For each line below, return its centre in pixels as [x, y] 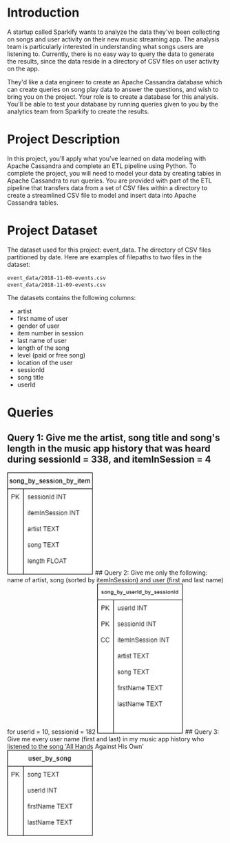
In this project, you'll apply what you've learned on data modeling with [107, 158]
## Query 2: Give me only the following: [151, 573]
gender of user [38, 326]
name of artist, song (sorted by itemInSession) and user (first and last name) [115, 580]
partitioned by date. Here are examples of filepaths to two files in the [104, 257]
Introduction [43, 13]
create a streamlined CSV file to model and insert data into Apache [102, 195]
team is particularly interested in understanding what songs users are [106, 46]
